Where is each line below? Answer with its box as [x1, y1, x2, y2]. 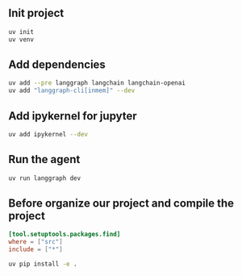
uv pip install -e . [8, 260, 78, 268]
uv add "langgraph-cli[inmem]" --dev [8, 86, 136, 95]
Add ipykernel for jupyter [8, 109, 137, 123]
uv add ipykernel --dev [8, 130, 89, 138]
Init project [8, 6, 65, 20]
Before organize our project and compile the [8, 196, 235, 210]
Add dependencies [8, 57, 106, 71]
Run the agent [8, 153, 81, 166]
